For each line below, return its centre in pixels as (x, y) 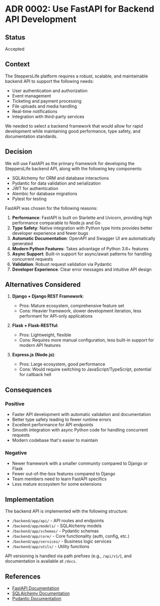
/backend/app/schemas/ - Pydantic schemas (55, 531)
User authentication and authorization (50, 91)
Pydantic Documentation (37, 599)
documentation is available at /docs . (41, 561)
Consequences (29, 390)
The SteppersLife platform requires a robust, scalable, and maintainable (77, 76)
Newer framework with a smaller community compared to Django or (80, 463)
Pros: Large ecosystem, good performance (62, 364)
